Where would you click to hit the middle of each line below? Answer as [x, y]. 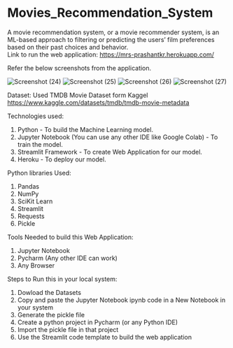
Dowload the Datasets [49, 292]
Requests [31, 216]
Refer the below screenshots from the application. [79, 68]
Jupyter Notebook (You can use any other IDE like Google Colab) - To [118, 137]
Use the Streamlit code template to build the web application [105, 337]
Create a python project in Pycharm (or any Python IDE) [98, 322]
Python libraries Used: [39, 173]
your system [35, 307]
